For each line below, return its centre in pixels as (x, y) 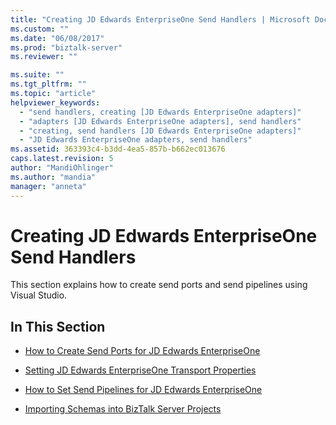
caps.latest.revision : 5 (62, 159)
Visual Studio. (39, 295)
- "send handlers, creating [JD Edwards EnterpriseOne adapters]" (160, 112)
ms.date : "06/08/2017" (57, 38)
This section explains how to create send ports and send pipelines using (159, 285)
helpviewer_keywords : (55, 102)
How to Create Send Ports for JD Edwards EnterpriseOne (142, 351)
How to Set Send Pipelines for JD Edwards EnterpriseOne (143, 390)
